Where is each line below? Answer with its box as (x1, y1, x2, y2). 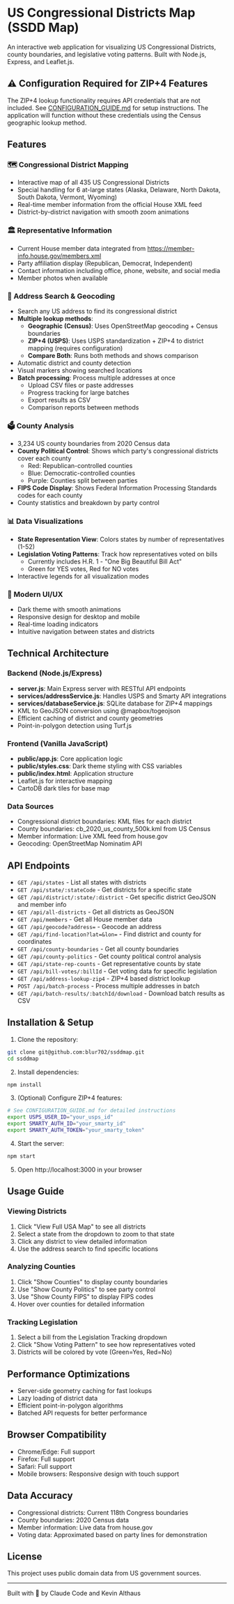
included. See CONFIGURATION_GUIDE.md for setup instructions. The (7, 103, 209, 112)
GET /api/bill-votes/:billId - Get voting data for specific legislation (17, 967, 217, 976)
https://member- (147, 244, 195, 252)
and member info (17, 901, 67, 909)
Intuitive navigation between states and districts (17, 627, 155, 635)
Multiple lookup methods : (17, 315, 93, 323)
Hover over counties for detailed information (17, 1300, 145, 1308)
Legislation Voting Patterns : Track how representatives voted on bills (17, 550, 218, 558)
